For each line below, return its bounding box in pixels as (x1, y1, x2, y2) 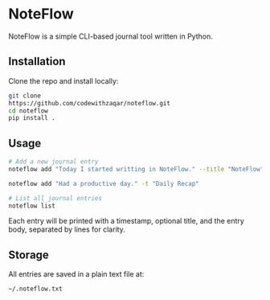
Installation (8, 55, 66, 68)
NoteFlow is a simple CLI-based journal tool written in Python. (8, 31, 213, 41)
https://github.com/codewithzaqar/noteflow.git (8, 99, 171, 107)
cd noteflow (8, 106, 48, 115)
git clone (8, 92, 42, 100)
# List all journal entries (8, 194, 103, 202)
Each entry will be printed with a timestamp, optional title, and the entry (8, 216, 245, 226)
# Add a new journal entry (8, 158, 99, 166)
